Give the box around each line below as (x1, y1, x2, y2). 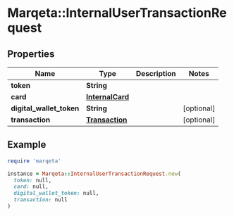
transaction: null (13, 196, 68, 203)
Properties (7, 48, 55, 60)
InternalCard (85, 92, 130, 101)
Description (136, 69, 176, 78)
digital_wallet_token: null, (13, 190, 99, 197)
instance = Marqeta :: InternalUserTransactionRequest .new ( (7, 170, 181, 177)
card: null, (13, 183, 49, 191)
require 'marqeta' (7, 157, 61, 165)
